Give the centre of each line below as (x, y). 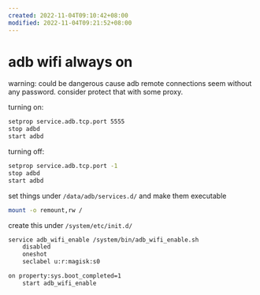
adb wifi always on (71, 62)
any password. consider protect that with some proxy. (96, 92)
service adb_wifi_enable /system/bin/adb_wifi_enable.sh (104, 240)
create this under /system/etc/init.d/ (70, 225)
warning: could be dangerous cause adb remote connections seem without (130, 84)
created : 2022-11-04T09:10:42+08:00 (68, 15)
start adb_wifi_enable (59, 283)
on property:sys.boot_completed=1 (65, 276)
